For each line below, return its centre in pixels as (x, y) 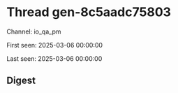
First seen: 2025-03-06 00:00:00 (54, 45)
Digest (21, 81)
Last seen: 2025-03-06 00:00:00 (54, 58)
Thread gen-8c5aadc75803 (89, 12)
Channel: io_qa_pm (34, 31)
